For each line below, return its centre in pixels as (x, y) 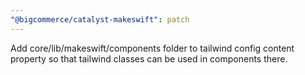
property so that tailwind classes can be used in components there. (149, 58)
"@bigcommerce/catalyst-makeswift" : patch (100, 19)
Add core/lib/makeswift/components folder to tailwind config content (152, 48)
